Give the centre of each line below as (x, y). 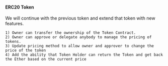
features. (15, 24)
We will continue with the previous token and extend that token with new (80, 18)
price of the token (26, 50)
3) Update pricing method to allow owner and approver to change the (80, 46)
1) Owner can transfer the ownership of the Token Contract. (71, 33)
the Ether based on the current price (46, 59)
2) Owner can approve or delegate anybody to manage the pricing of (78, 37)
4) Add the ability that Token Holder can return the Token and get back (84, 55)
